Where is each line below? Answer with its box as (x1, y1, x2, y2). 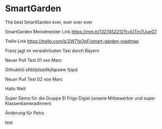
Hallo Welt (5, 85, 26, 91)
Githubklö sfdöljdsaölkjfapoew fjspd (5, 67, 78, 73)
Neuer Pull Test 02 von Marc (5, 76, 63, 82)
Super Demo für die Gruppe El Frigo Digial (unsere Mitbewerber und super (5, 95, 156, 101)
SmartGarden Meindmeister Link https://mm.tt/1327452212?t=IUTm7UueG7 (5, 28, 157, 34)
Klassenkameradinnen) (5, 100, 52, 106)
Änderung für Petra (5, 110, 44, 116)
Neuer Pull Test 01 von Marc (5, 57, 62, 63)
